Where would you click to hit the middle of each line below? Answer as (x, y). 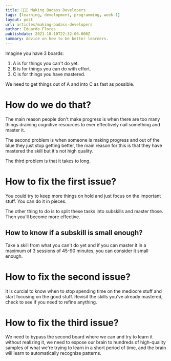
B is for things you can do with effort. (52, 69)
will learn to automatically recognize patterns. (53, 353)
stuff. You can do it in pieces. (36, 201)
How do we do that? (48, 105)
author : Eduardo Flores (31, 29)
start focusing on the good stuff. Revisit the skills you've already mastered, (84, 296)
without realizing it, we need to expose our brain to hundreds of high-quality (86, 343)
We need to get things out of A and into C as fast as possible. (70, 84)
